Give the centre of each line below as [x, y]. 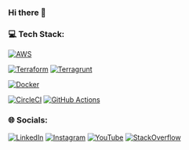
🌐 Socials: [28, 120]
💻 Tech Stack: [36, 34]
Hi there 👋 [27, 13]
